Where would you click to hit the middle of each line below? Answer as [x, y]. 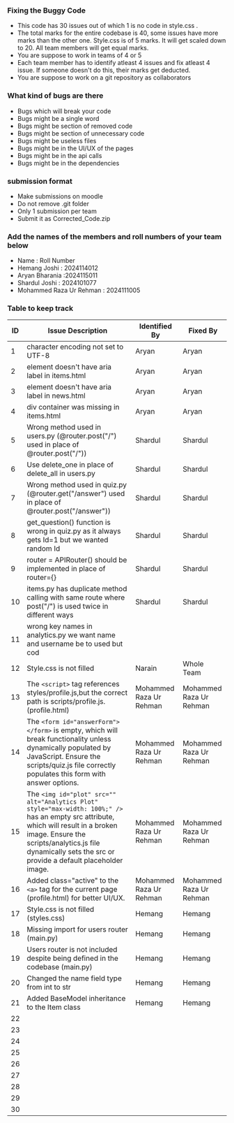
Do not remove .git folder [53, 203]
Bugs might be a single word [58, 118]
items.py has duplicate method [77, 589]
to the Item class [54, 1007]
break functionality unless [69, 739]
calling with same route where [76, 597]
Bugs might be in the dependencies [68, 163]
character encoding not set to [75, 347]
